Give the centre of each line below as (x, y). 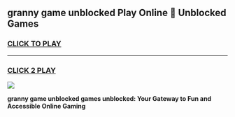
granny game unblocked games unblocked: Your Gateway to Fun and (109, 98)
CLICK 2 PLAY (31, 70)
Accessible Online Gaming (47, 106)
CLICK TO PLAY (34, 44)
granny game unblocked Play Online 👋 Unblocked (117, 13)
